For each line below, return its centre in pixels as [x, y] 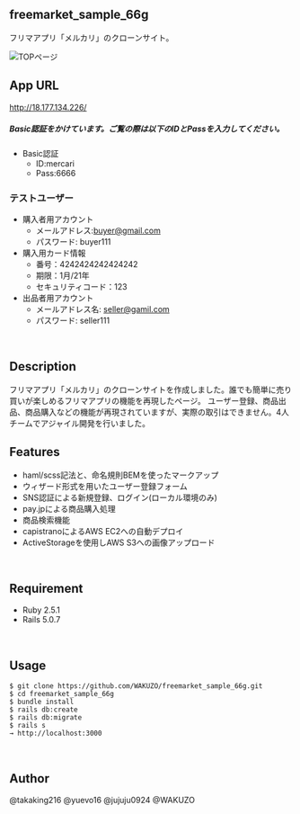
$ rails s [28, 726]
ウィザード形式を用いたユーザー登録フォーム [105, 486]
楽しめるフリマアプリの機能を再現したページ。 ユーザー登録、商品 [155, 400]
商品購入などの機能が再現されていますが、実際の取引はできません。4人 [157, 412]
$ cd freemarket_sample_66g [62, 694]
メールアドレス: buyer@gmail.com [98, 230]
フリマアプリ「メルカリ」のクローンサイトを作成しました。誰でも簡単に [143, 389]
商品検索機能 [46, 520]
